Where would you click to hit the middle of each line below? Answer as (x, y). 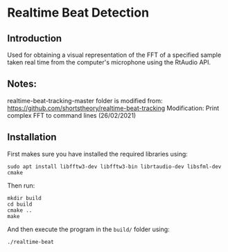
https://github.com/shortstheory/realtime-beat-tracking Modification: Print (113, 108)
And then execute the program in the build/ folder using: (88, 229)
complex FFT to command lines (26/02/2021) (72, 115)
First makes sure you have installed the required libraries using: (98, 154)
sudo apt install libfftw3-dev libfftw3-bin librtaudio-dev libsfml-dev (114, 166)
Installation (32, 137)
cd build (20, 204)
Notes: (22, 84)
